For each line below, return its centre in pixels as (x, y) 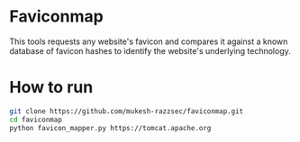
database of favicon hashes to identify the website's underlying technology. (150, 50)
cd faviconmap (36, 120)
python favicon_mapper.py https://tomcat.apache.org (110, 128)
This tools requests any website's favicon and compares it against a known (149, 41)
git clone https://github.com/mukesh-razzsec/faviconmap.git (127, 111)
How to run (51, 88)
